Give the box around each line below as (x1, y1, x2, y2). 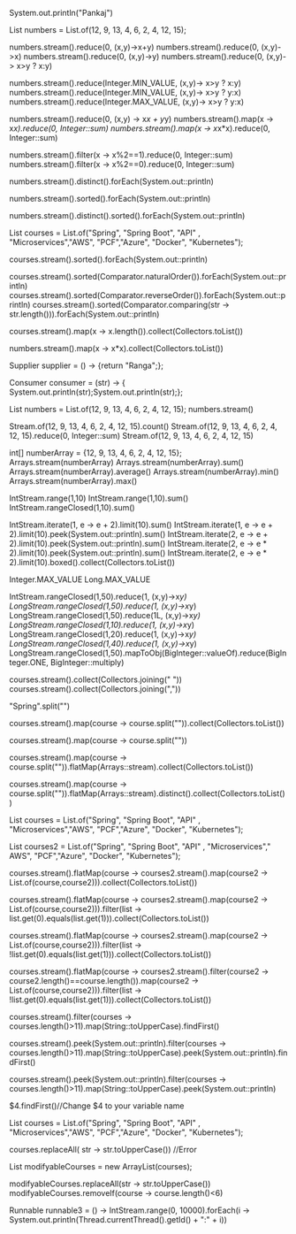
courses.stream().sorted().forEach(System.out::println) (9, 254, 209, 264)
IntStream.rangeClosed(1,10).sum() (9, 502, 135, 512)
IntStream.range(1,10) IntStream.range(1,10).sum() (9, 493, 189, 503)
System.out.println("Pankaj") (9, 8, 113, 18)
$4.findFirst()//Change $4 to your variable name (9, 1100, 185, 1111)
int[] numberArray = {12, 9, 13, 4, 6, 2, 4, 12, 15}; (9, 448, 183, 458)
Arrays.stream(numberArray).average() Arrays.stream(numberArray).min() (9, 466, 280, 477)
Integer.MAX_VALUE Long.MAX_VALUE (9, 574, 151, 585)
